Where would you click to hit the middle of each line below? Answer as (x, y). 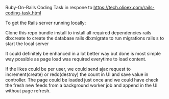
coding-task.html (23, 13)
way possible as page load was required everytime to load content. (76, 59)
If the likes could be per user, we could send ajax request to (68, 69)
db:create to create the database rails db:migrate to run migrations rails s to (85, 38)
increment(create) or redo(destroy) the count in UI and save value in (77, 74)
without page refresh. (28, 91)
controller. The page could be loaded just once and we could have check (82, 80)
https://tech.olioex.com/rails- (124, 7)
